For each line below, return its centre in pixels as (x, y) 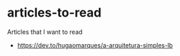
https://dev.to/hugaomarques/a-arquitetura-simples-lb (95, 45)
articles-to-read (54, 13)
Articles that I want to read (45, 32)
